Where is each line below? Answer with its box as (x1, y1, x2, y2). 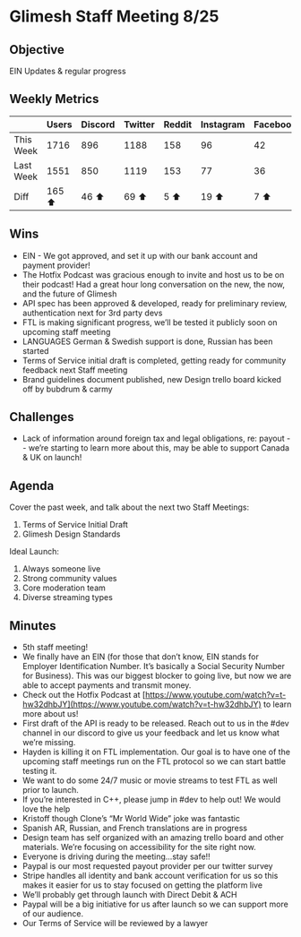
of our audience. (21, 908, 83, 919)
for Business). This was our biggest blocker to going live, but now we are (21, 670, 292, 682)
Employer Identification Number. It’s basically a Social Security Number (21, 661, 285, 672)
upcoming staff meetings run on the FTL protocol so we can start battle (21, 756, 287, 767)
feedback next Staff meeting (21, 365, 128, 375)
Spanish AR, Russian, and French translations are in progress (21, 822, 248, 834)
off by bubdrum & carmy (21, 383, 114, 394)
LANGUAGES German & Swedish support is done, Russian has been (21, 336, 273, 347)
